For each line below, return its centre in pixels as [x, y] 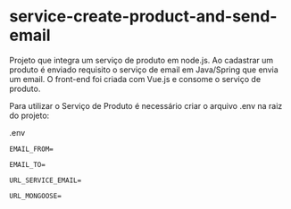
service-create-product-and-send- [143, 17]
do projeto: [29, 115]
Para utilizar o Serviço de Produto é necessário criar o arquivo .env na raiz [146, 105]
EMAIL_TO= [28, 164]
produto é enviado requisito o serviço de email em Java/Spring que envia [144, 70]
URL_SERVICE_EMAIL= [46, 180]
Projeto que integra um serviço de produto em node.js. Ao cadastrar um [141, 60]
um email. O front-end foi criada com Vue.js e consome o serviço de [135, 79]
